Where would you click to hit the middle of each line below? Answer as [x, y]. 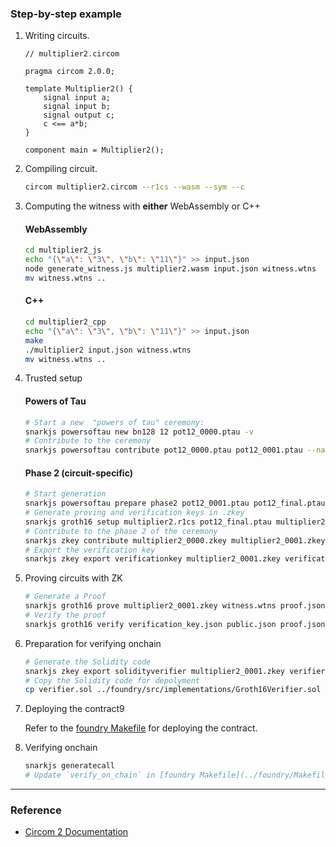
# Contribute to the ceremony [88, 441]
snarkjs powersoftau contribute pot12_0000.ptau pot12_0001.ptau [163, 450]
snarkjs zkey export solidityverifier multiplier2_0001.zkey [155, 671]
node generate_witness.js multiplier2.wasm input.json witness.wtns [170, 269]
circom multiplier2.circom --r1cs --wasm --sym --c [134, 187]
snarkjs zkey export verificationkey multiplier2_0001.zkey [152, 559]
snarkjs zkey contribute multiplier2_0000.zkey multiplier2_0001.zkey [175, 540]
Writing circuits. [57, 36]
